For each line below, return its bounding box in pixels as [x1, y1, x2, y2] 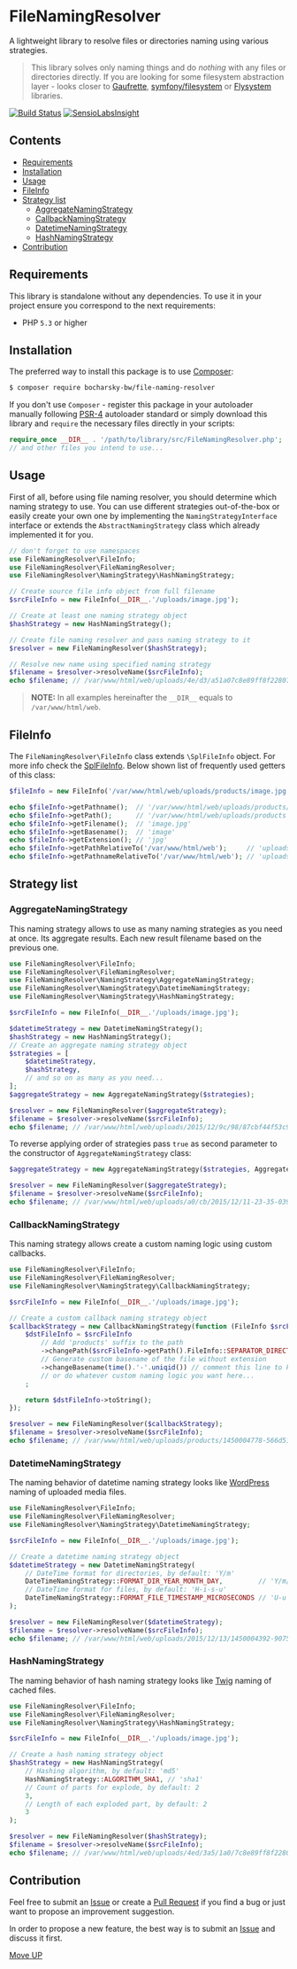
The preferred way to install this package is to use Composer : [9, 366, 234, 377]
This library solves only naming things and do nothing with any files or [30, 62, 286, 73]
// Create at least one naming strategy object [9, 611, 188, 621]
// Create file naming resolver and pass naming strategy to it [9, 635, 251, 644]
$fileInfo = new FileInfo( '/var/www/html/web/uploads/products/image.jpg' [9, 787, 291, 795]
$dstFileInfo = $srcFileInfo [25, 1330, 133, 1339]
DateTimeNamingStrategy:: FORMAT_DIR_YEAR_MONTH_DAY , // [25, 1577, 267, 1586]
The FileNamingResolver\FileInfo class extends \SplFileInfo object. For [9, 751, 276, 761]
